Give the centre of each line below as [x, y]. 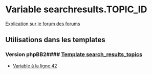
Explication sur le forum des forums [43, 24]
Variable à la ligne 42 [35, 66]
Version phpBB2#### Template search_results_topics [74, 54]
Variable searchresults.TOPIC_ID [76, 10]
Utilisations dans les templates [56, 40]
